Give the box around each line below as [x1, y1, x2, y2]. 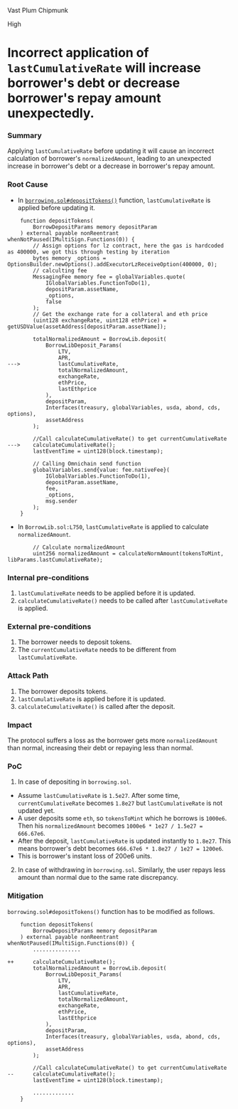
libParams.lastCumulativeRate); [7, 556, 103, 563]
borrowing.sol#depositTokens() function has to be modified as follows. [7, 907, 215, 915]
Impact [7, 720, 33, 730]
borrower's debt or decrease [7, 75, 180, 91]
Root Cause [7, 179, 48, 189]
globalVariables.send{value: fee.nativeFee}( [33, 466, 171, 473]
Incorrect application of [7, 45, 149, 61]
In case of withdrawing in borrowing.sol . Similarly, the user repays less [17, 866, 226, 874]
